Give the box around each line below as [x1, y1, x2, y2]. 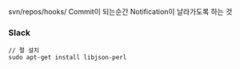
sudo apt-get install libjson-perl [8, 54, 127, 62]
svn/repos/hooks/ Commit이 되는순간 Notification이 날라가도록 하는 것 [8, 7, 233, 16]
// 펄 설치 [8, 47, 40, 55]
